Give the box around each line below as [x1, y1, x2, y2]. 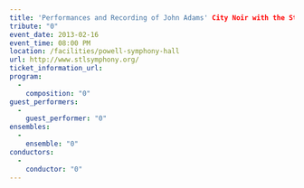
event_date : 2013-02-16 [9, 30, 100, 39]
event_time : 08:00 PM [9, 38, 91, 48]
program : [9, 72, 43, 81]
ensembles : [9, 123, 51, 132]
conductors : [9, 147, 54, 156]
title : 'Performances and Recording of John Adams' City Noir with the [9, 13, 285, 23]
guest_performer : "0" [25, 114, 107, 123]
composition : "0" [25, 89, 91, 98]
